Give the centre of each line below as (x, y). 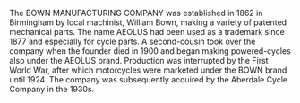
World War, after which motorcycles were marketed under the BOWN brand (148, 70)
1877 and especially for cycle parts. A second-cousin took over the (133, 41)
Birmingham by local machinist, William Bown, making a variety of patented (148, 22)
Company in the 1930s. (52, 89)
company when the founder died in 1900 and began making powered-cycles (150, 51)
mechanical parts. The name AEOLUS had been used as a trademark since (147, 32)
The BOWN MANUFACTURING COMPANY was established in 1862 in (136, 13)
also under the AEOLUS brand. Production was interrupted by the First (139, 60)
